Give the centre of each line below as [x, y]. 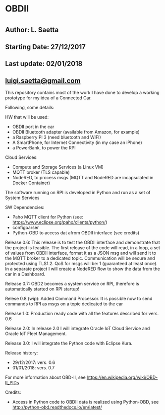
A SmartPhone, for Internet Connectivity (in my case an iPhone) [77, 142]
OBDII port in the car [33, 127]
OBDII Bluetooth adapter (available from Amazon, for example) [76, 132]
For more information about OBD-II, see [45, 377]
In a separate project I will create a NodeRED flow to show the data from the [82, 269]
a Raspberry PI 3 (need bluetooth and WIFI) [57, 137]
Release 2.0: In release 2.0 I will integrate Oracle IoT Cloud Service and [78, 328]
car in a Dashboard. [25, 274]
